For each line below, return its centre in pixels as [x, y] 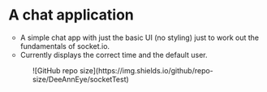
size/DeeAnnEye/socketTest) [81, 79]
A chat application [71, 15]
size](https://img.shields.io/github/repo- [146, 70]
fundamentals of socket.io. [65, 46]
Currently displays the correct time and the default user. [114, 55]
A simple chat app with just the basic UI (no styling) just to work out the [140, 37]
